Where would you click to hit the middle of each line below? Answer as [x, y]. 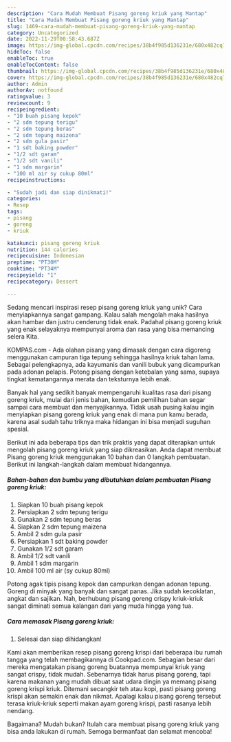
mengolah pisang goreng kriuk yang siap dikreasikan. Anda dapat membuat [114, 449]
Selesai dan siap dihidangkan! [59, 639]
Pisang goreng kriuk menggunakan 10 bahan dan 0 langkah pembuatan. [109, 457]
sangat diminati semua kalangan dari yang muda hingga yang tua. [100, 606]
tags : [15, 212]
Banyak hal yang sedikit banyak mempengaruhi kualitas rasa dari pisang [109, 392]
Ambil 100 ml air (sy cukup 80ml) [64, 570]
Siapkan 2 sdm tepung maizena [62, 527]
